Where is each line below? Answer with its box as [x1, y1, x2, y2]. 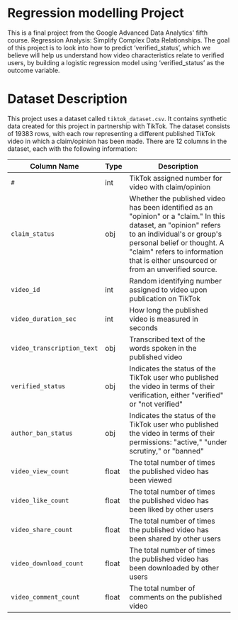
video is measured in [129, 314, 198, 324]
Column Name [30, 161, 79, 171]
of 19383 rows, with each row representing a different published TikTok [7, 129, 216, 137]
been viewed [129, 475, 172, 485]
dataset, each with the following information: [7, 144, 137, 153]
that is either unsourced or [129, 255, 217, 265]
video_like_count [11, 496, 69, 505]
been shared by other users [129, 534, 222, 543]
